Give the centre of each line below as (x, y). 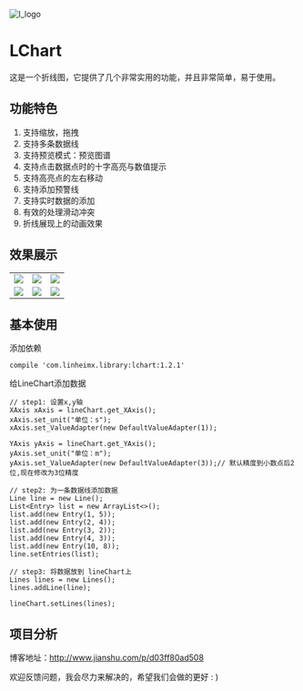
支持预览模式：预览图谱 (66, 155)
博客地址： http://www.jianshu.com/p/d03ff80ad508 (107, 658)
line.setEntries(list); (55, 554)
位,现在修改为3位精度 (44, 473)
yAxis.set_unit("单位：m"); (61, 454)
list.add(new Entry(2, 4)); (63, 523)
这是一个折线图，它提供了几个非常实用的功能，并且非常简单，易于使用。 (145, 76)
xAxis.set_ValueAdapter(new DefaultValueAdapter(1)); (114, 428)
